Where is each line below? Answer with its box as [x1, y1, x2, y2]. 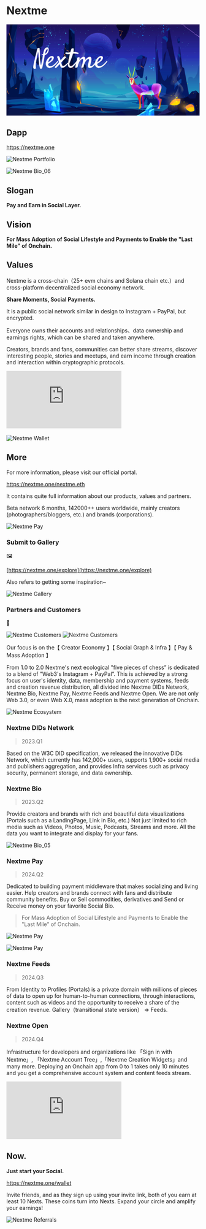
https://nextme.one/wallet [6, 1179, 72, 1187]
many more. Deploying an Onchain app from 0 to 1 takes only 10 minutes [6, 1062, 189, 1070]
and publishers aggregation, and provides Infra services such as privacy [6, 762, 189, 770]
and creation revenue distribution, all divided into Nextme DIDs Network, [6, 683, 189, 691]
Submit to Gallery [6, 538, 59, 546]
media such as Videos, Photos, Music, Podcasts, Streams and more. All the [6, 823, 196, 830]
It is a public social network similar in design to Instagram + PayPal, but [6, 307, 186, 315]
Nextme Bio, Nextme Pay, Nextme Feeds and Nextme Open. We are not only [6, 690, 199, 697]
